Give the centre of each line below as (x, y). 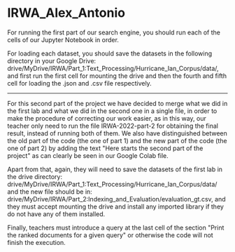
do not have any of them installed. (56, 214)
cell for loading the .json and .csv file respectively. (79, 83)
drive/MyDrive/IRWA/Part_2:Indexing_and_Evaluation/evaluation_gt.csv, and (116, 199)
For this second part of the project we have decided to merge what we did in (117, 103)
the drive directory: (35, 176)
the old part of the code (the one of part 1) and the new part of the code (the (117, 140)
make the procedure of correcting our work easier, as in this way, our (107, 118)
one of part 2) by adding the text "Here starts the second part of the (105, 148)
